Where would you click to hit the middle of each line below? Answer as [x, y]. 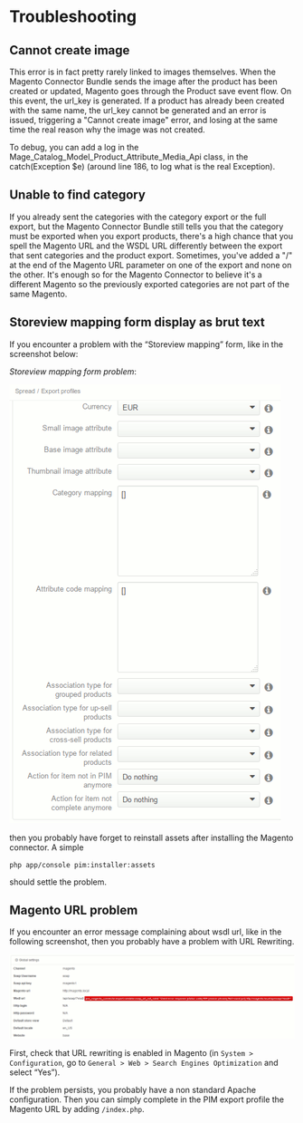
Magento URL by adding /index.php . [77, 1108]
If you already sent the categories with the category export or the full [138, 217]
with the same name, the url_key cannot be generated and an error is [138, 110]
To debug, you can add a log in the [74, 147]
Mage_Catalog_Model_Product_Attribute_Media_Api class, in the [129, 157]
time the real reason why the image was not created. [107, 130]
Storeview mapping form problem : [73, 371]
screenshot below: [44, 353]
